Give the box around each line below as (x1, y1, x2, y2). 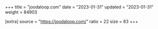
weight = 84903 (5, 9, 37, 15)
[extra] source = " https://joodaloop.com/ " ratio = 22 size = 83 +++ (5, 19, 139, 24)
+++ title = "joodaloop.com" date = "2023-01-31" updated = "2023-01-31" (5, 4, 154, 10)
